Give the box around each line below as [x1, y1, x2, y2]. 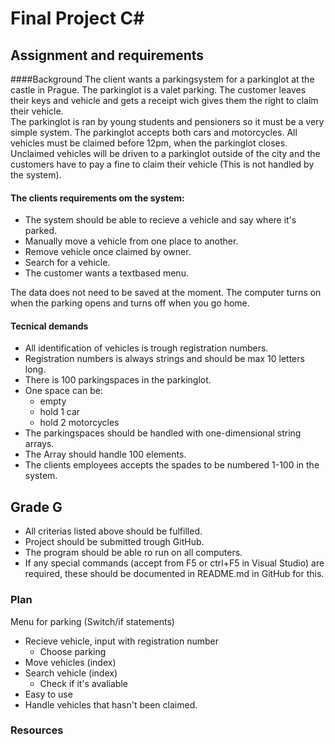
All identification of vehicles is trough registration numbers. [24, 342, 269, 354]
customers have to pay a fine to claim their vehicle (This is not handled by [10, 158, 315, 170]
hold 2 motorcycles [39, 417, 120, 429]
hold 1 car [39, 406, 81, 418]
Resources [10, 723, 64, 737]
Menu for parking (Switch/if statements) [10, 615, 175, 627]
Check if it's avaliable [39, 677, 128, 689]
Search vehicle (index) [24, 667, 118, 679]
